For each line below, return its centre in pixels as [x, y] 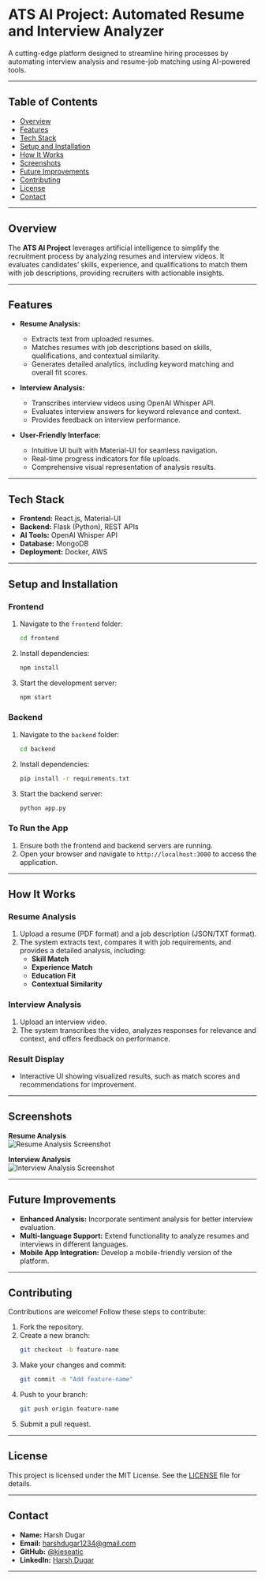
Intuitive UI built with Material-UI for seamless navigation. [125, 450]
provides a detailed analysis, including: [82, 951]
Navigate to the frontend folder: [71, 624]
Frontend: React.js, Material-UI [70, 519]
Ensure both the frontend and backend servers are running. [116, 845]
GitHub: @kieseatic [52, 1552]
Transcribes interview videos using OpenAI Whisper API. [123, 403]
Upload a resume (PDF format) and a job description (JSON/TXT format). [138, 934]
